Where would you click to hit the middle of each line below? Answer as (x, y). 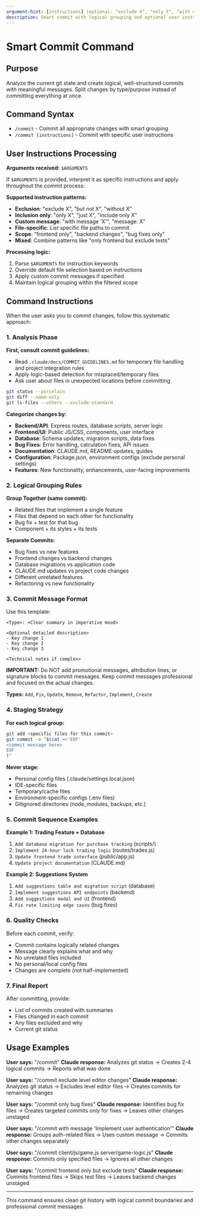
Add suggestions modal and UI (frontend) (65, 899)
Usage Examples (38, 1048)
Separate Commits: (31, 540)
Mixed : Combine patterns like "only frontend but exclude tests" (92, 240)
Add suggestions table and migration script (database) (85, 886)
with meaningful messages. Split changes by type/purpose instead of (91, 89)
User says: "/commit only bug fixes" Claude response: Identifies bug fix (95, 1104)
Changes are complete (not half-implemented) (72, 970)
